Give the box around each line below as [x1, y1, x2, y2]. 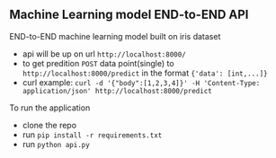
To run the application [9, 102, 91, 113]
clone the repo [22, 119, 77, 130]
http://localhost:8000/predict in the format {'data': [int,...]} [22, 67, 268, 78]
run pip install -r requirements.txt [22, 129, 163, 140]
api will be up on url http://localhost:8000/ [22, 48, 186, 59]
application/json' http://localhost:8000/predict [22, 86, 213, 95]
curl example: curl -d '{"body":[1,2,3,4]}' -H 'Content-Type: [22, 76, 261, 88]
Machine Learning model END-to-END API [9, 7, 249, 22]
